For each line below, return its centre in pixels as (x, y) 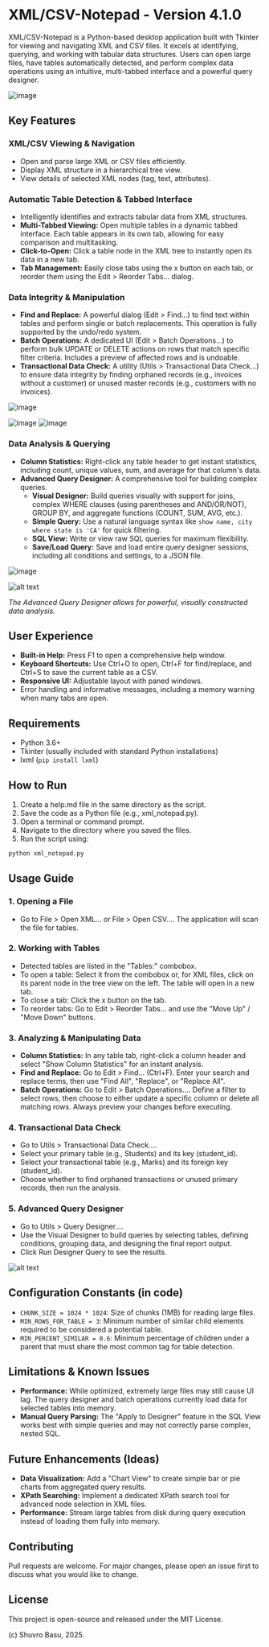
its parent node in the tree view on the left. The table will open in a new (137, 982)
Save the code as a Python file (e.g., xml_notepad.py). (109, 813)
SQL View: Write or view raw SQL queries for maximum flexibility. (140, 538)
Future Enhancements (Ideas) (84, 1459)
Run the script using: (54, 838)
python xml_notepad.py (46, 853)
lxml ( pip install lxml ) (59, 760)
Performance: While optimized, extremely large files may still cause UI (137, 1391)
